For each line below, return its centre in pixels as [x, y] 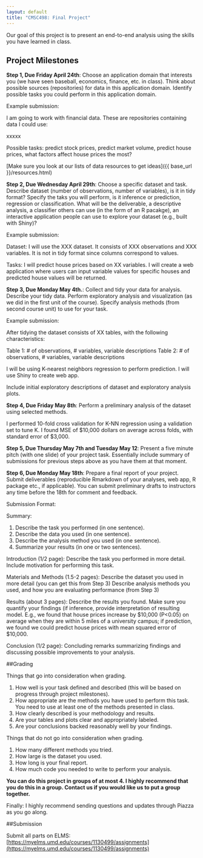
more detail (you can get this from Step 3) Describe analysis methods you [98, 583]
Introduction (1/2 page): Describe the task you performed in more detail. [96, 559]
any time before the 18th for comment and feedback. [72, 492]
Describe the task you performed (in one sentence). [80, 528]
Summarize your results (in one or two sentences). [78, 547]
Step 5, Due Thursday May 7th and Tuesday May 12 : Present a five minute [100, 448]
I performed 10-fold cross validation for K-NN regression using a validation [99, 424]
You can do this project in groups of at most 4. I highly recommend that [97, 781]
